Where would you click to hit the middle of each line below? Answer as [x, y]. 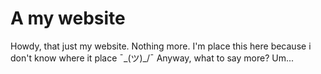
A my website [68, 18]
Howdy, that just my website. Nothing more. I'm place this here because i [161, 46]
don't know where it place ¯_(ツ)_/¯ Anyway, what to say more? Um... [152, 58]
